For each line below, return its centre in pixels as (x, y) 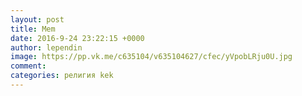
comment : (28, 66)
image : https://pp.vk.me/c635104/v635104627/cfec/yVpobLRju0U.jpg (151, 57)
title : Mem (33, 29)
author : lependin (46, 47)
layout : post (37, 19)
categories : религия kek (62, 76)
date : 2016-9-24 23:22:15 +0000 (77, 38)
